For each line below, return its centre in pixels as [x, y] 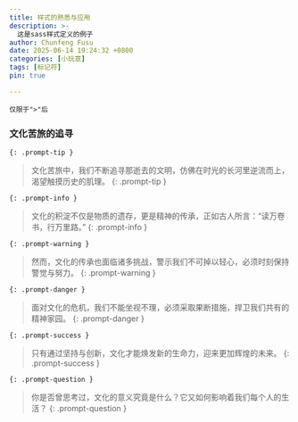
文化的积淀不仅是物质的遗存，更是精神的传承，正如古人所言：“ [146, 216]
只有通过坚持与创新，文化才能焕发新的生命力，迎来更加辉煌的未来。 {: [160, 353]
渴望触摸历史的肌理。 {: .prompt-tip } [99, 182]
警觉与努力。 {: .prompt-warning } [93, 273]
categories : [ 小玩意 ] [47, 59]
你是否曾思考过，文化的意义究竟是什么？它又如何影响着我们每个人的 [156, 397]
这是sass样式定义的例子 [55, 34]
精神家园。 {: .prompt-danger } [87, 319]
